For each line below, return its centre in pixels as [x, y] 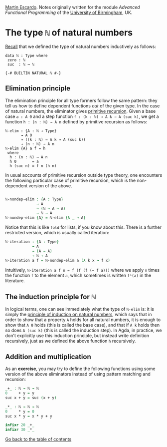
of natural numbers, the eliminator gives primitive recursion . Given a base [81, 111]
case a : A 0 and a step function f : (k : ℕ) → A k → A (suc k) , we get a [82, 116]
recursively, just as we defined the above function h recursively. [71, 341]
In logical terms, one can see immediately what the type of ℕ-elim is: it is [80, 309]
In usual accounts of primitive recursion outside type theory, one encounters [84, 175]
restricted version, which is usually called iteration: [57, 233]
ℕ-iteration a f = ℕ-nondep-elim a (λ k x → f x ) [58, 260]
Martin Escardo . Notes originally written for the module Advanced [73, 7]
